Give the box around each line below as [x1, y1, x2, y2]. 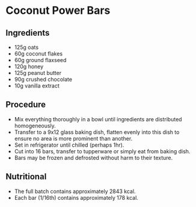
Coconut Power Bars [5, 4, 111, 18]
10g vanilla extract [14, 82, 60, 89]
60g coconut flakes [14, 50, 63, 57]
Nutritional [5, 171, 47, 182]
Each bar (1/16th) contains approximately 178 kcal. [14, 194, 139, 201]
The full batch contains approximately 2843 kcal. [14, 188, 136, 195]
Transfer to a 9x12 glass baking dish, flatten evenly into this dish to [14, 128, 180, 136]
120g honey [14, 63, 44, 70]
